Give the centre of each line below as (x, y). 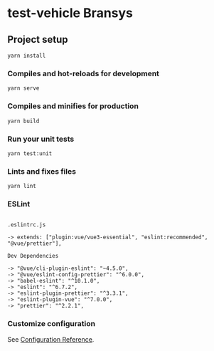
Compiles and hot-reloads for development (84, 73)
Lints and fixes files (42, 171)
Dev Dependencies (33, 256)
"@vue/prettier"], (34, 243)
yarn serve (23, 88)
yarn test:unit (30, 153)
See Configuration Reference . (51, 339)
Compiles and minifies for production (73, 106)
